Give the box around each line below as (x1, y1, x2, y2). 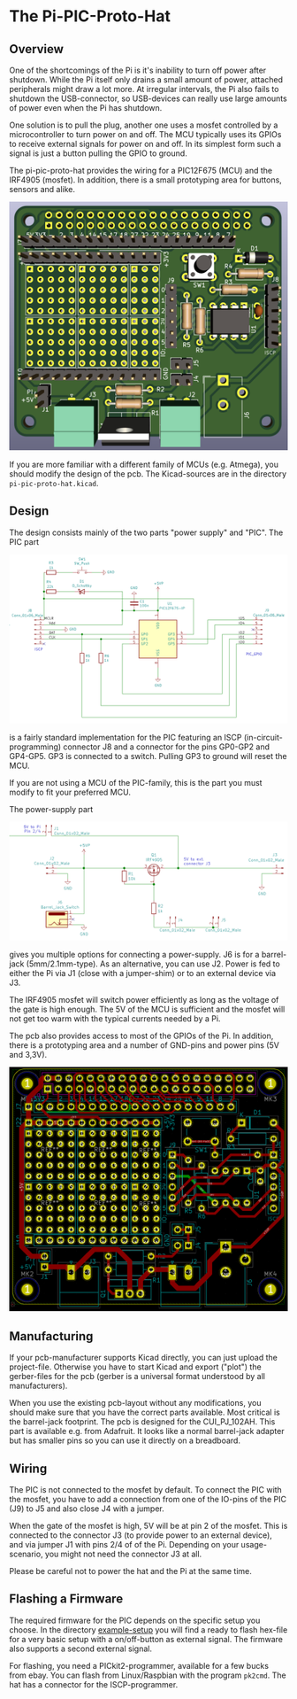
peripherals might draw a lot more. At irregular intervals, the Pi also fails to (9, 84, 279, 94)
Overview (9, 42, 65, 57)
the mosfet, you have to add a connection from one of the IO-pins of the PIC (9, 1494, 287, 1504)
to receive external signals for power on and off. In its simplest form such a (9, 139, 281, 149)
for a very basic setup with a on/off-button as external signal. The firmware (9, 1633, 283, 1644)
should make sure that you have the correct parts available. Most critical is (9, 1407, 280, 1418)
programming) (9, 741, 62, 752)
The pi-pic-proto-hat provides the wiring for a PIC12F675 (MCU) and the (9, 166, 273, 175)
